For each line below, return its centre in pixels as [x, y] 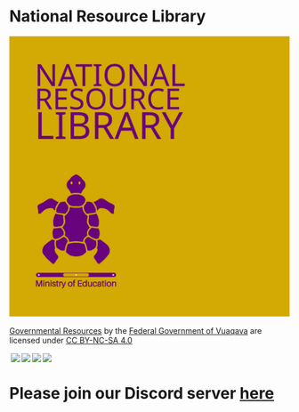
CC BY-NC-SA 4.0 [99, 340]
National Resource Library [108, 16]
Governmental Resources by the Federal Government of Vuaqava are [136, 330]
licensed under [36, 340]
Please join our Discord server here [141, 394]
